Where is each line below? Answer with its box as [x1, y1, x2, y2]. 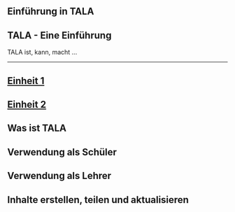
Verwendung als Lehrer [7, 170, 112, 182]
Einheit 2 [7, 98, 47, 111]
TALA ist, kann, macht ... [7, 48, 78, 57]
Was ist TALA [7, 122, 67, 134]
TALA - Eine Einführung [7, 29, 112, 41]
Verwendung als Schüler [7, 146, 117, 158]
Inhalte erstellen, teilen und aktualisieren [7, 194, 189, 206]
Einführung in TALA [7, 6, 94, 17]
